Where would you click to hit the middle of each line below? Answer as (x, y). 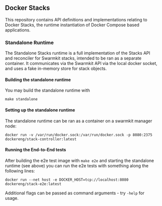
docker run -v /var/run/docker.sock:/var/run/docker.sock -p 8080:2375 (79, 135)
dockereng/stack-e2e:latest (33, 184)
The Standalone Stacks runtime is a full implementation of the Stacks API (78, 53)
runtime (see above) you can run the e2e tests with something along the (77, 166)
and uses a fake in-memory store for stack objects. (56, 69)
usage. (12, 198)
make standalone (21, 99)
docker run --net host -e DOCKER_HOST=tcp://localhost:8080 (67, 180)
